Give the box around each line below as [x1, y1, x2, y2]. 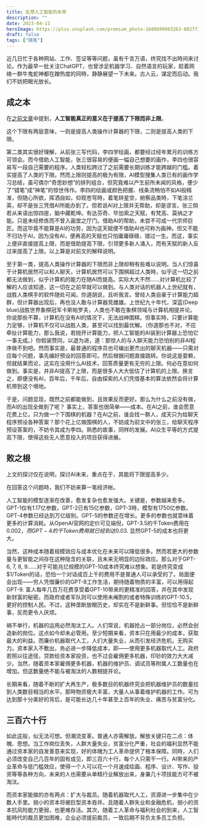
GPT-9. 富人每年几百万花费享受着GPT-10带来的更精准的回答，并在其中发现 [6, 585, 194, 593]
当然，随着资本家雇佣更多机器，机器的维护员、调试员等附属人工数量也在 [16, 660, 199, 667]
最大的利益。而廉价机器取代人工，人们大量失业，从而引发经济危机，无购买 [6, 637, 193, 644]
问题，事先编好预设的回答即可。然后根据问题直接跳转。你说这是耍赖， [22, 352, 199, 359]
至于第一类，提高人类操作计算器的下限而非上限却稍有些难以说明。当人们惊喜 [6, 260, 199, 267]
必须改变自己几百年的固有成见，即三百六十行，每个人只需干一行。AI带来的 [6, 755, 193, 763]
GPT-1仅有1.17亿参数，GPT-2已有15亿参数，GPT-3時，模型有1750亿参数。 [6, 504, 192, 511]
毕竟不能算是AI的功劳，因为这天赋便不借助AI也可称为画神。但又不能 [27, 224, 198, 232]
